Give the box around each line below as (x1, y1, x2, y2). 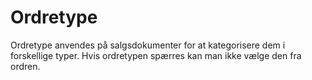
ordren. (10, 60, 41, 72)
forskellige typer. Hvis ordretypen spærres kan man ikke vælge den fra (10, 49, 302, 61)
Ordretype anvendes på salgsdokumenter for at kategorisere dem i (10, 39, 286, 51)
